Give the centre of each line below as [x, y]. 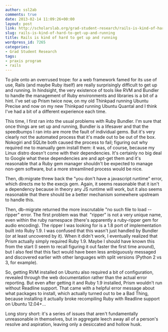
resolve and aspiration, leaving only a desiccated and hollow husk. [73, 325]
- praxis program [23, 61]
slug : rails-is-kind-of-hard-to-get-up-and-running [60, 33]
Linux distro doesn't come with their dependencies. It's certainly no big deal [83, 153]
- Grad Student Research [31, 51]
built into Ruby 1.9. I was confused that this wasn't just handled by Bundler [82, 231]
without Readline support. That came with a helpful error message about [80, 288]
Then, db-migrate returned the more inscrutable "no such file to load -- [78, 210]
